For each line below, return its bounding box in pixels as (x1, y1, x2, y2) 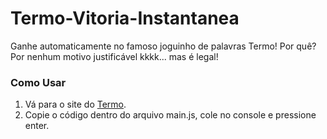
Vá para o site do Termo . (24, 98, 127, 111)
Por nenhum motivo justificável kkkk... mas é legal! (10, 50, 219, 62)
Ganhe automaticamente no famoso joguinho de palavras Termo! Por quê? (10, 40, 317, 52)
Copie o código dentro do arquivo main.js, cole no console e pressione (24, 109, 317, 121)
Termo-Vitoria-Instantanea (10, 7, 240, 30)
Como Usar (10, 75, 67, 89)
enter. (24, 120, 50, 132)
